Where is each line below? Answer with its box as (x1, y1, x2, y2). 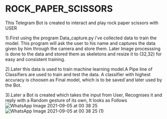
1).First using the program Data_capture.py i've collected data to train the (5, 35, 157, 41)
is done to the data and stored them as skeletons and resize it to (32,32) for (5, 51, 162, 57)
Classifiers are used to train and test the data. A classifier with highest (5, 71, 151, 77)
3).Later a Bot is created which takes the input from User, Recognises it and (5, 92, 162, 98)
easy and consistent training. (5, 56, 66, 62)
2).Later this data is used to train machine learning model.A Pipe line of (5, 66, 153, 72)
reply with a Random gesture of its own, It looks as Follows (5, 97, 128, 103)
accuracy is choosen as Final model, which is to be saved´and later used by (5, 77, 162, 83)
